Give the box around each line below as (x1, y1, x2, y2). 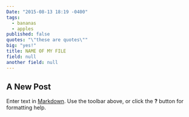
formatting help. (6, 104, 47, 112)
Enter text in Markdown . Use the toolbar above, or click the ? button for (6, 98, 184, 105)
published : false (6, 31, 50, 37)
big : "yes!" (6, 43, 36, 49)
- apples (12, 25, 34, 32)
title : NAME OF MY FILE (6, 48, 67, 54)
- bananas (12, 20, 36, 26)
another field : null (6, 59, 59, 65)
